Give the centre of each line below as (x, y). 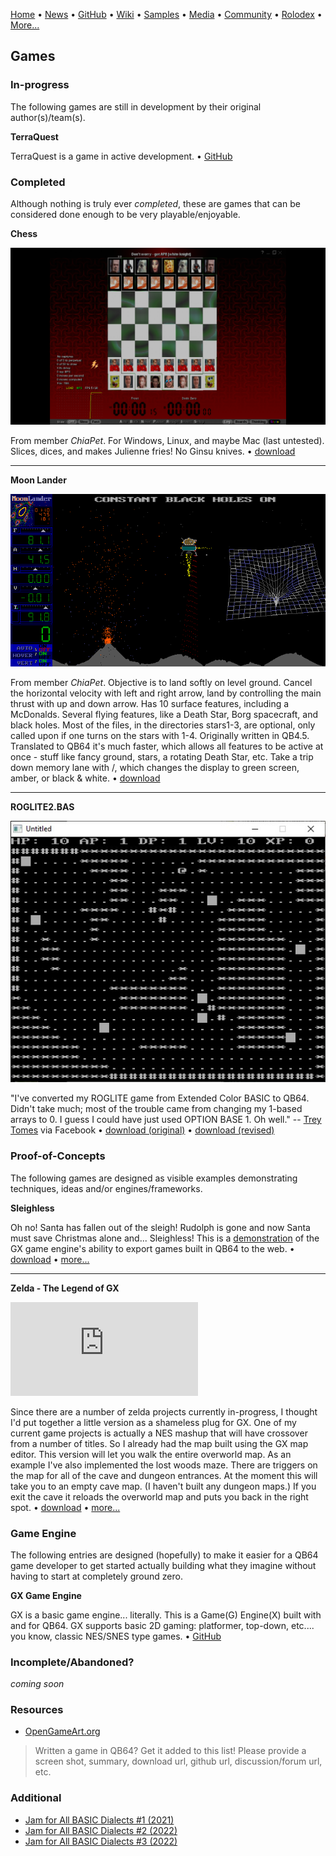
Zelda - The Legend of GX (65, 1288)
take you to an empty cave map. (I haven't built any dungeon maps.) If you (163, 1486)
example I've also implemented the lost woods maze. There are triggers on (164, 1465)
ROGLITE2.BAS (42, 806)
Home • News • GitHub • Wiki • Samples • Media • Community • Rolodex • (166, 14)
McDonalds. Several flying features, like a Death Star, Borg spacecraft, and (164, 714)
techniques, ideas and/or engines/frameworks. (106, 1188)
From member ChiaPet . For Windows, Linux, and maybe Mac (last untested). (167, 440)
